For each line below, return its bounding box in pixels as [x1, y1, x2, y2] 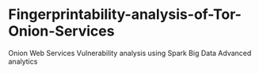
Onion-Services [8, 22, 115, 40]
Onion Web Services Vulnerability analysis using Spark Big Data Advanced [8, 48, 252, 57]
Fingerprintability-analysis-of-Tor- [8, 6, 242, 24]
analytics [8, 57, 38, 66]
